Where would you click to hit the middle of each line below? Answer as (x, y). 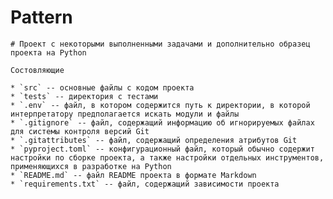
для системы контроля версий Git (80, 131)
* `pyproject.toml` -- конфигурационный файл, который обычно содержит (162, 149)
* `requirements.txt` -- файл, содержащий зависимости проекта (145, 184)
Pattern (41, 17)
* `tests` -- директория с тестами (84, 96)
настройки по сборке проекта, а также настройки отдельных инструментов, (167, 157)
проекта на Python (48, 52)
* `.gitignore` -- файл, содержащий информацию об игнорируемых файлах (162, 122)
